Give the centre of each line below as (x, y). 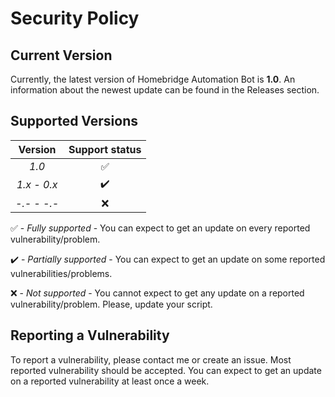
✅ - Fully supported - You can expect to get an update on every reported (160, 228)
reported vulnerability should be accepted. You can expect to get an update (166, 370)
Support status (105, 149)
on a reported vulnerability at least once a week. (110, 381)
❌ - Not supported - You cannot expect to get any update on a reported (157, 293)
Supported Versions (74, 121)
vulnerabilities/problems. (61, 273)
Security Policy (75, 18)
